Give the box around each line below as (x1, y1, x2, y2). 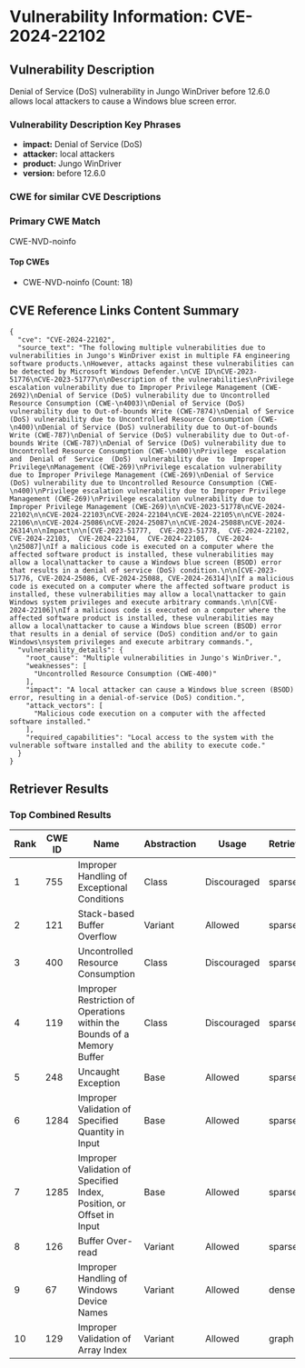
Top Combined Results (9, 808, 112, 821)
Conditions (77, 893, 124, 905)
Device (77, 1295, 108, 1308)
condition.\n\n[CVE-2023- (180, 565, 279, 574)
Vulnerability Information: (9, 6, 209, 27)
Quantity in (77, 1125, 124, 1138)
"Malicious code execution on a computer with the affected (33, 709, 266, 718)
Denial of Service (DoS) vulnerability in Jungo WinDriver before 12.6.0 (9, 86, 271, 96)
